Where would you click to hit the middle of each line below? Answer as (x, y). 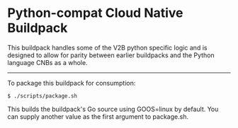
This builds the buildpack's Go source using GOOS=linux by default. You (113, 109)
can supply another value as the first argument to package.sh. (98, 116)
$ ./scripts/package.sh (42, 96)
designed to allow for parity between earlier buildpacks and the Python (111, 55)
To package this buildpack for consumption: (72, 83)
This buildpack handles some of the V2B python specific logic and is (107, 47)
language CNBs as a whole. (47, 62)
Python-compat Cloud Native (95, 13)
